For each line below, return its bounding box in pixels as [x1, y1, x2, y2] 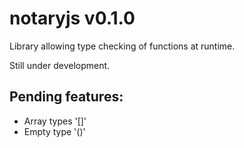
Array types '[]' [23, 115, 87, 127]
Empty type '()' [23, 125, 86, 137]
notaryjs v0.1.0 [9, 7, 136, 30]
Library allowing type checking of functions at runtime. [9, 40, 236, 52]
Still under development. [9, 59, 111, 71]
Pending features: [9, 88, 124, 106]
